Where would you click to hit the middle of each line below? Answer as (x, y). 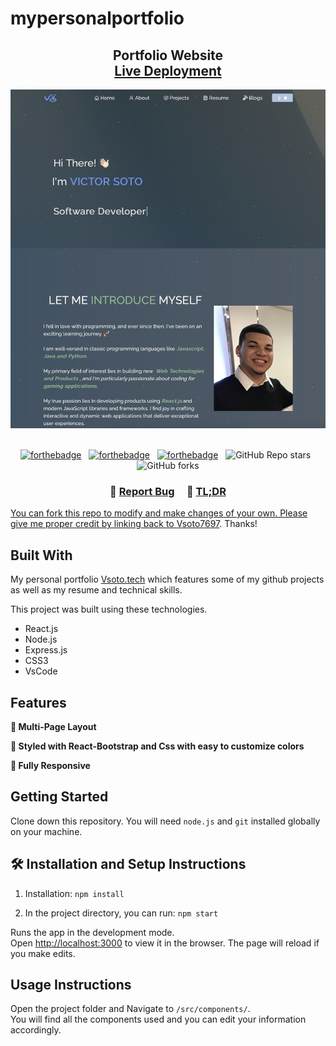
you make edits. (43, 953)
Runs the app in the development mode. (92, 932)
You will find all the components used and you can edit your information (158, 1019)
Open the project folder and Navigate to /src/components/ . (130, 1009)
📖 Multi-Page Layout (53, 727)
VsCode (41, 671)
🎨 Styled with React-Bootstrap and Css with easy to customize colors (157, 746)
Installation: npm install (74, 893)
